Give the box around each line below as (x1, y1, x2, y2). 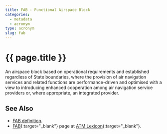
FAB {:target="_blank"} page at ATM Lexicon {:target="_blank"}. (12, 123, 142, 129)
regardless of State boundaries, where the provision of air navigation (5, 73, 146, 80)
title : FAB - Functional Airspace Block (5, 7, 91, 12)
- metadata (9, 16, 32, 21)
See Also (5, 104, 33, 113)
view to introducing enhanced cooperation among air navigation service (5, 84, 153, 90)
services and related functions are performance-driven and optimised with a (5, 79, 162, 85)
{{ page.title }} (5, 52, 67, 63)
